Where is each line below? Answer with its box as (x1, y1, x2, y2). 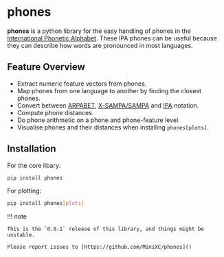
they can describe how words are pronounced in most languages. (7, 41, 194, 49)
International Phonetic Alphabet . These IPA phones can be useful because (7, 34, 218, 42)
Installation (7, 143, 56, 155)
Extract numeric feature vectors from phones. (16, 79, 147, 88)
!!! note (7, 212, 27, 221)
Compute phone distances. (16, 108, 94, 117)
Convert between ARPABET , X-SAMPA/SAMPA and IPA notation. (16, 101, 199, 110)
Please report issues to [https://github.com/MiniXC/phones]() (7, 244, 192, 251)
